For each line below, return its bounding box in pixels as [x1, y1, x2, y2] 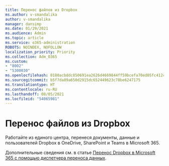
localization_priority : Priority [5, 49, 75, 54]
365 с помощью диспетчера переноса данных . [5, 155, 107, 161]
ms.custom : [5, 59, 28, 64]
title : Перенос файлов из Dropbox [5, 7, 78, 13]
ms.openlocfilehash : [5, 73, 49, 78]
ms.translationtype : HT [5, 82, 55, 87]
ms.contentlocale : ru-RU [5, 87, 57, 92]
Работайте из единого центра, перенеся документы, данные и [5, 134, 140, 141]
